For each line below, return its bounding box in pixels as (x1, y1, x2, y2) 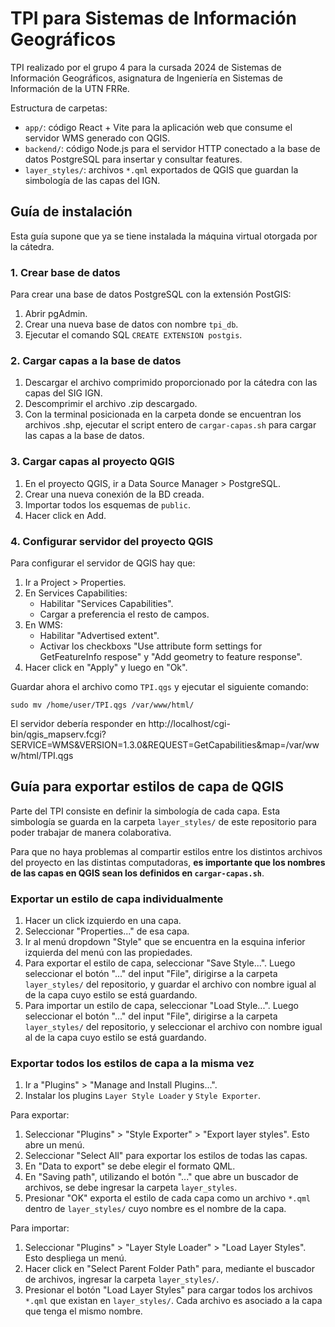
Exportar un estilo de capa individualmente (10, 892, 224, 906)
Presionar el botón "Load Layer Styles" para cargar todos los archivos (24, 1284, 313, 1296)
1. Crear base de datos (10, 265, 121, 279)
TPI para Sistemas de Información (10, 7, 297, 30)
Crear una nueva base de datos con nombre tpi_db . (24, 318, 239, 331)
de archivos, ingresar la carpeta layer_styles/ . (24, 1273, 220, 1286)
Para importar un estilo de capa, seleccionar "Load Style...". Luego (24, 1000, 299, 1012)
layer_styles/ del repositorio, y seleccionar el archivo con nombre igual (24, 1021, 323, 1033)
